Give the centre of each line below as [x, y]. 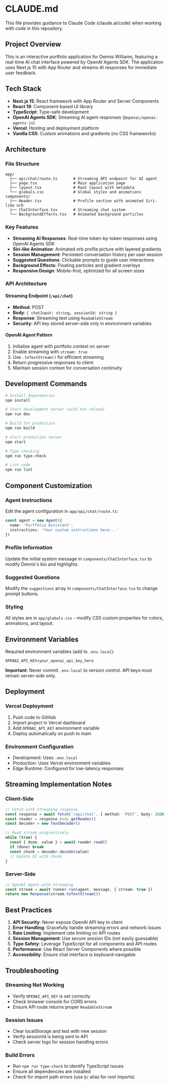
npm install [18, 400]
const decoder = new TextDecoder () [43, 824]
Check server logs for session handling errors [60, 1042]
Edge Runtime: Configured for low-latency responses [68, 768]
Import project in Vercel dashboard [49, 723]
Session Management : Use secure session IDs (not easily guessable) [85, 939]
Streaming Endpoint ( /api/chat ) [39, 296]
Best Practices [29, 910]
